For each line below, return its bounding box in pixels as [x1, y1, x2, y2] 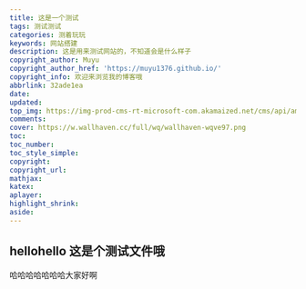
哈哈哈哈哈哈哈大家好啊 [9, 269, 97, 280]
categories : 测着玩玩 [9, 30, 87, 39]
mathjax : [9, 174, 43, 183]
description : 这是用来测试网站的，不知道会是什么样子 [9, 47, 192, 56]
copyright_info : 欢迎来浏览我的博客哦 [9, 73, 143, 82]
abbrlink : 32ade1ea [9, 81, 84, 90]
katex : [9, 183, 35, 192]
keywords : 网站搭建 [9, 38, 78, 48]
